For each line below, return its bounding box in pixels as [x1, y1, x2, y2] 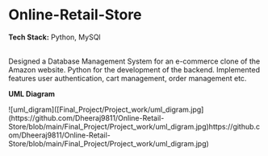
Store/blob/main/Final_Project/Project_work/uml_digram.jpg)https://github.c [8, 121, 261, 131]
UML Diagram [8, 88, 55, 98]
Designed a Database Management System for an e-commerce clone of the [8, 56, 261, 66]
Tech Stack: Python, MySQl [8, 32, 101, 42]
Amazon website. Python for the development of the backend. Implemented [8, 64, 261, 74]
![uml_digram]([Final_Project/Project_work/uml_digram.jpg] [8, 105, 204, 114]
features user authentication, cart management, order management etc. [8, 73, 247, 83]
